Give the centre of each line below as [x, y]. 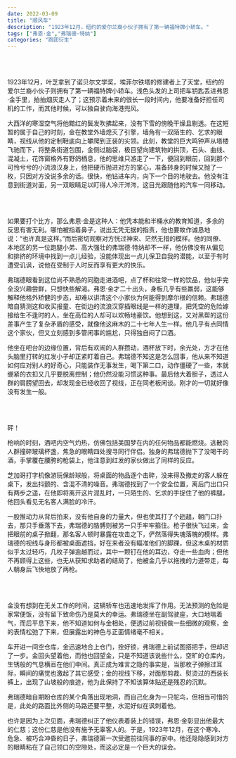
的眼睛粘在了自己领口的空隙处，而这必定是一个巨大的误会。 [93, 747]
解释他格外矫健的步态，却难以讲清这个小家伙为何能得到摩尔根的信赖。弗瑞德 [118, 298]
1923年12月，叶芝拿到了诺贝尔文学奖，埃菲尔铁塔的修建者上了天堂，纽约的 [116, 82]
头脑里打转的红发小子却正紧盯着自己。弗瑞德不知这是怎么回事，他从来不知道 [118, 357]
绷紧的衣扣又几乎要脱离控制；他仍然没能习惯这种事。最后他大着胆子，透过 [115, 374]
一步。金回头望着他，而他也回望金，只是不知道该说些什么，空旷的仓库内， [121, 656]
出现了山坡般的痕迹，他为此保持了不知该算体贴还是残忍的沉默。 [118, 682]
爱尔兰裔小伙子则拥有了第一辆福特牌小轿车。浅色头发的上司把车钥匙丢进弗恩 [118, 91]
